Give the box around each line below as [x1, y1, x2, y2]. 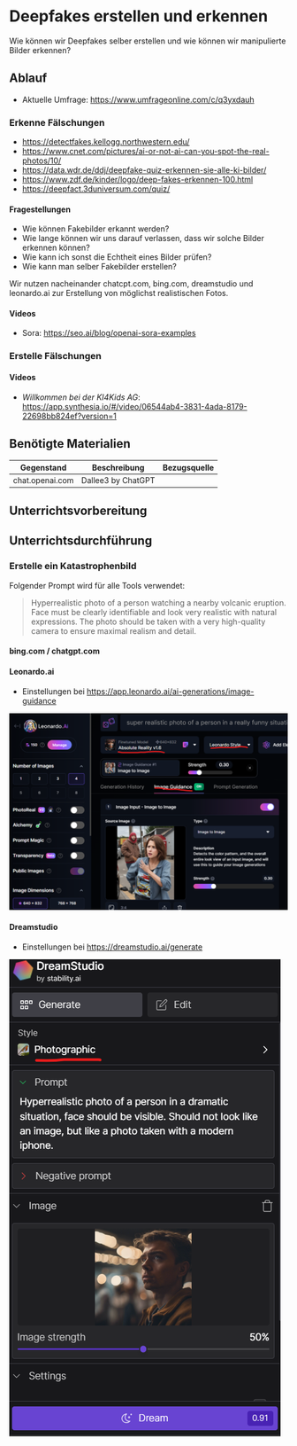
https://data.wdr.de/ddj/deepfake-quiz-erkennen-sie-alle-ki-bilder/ [21, 165, 267, 176]
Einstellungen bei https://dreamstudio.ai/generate [21, 942, 203, 952]
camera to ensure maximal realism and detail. [30, 625, 197, 636]
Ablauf [9, 71, 48, 86]
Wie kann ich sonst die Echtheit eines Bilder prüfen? [21, 252, 212, 262]
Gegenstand [20, 462, 67, 473]
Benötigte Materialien [9, 436, 131, 451]
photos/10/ [21, 155, 62, 166]
